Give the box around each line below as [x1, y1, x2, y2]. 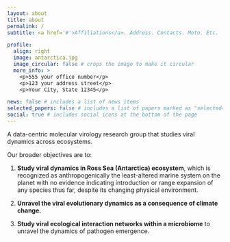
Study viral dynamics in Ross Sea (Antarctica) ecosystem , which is [16, 164, 211, 172]
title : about [7, 16, 44, 23]
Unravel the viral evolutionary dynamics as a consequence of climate [16, 199, 218, 207]
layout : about [7, 10, 48, 17]
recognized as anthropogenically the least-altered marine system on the [16, 171, 221, 179]
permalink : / [7, 23, 44, 29]
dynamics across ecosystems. [7, 137, 93, 145]
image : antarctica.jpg [13, 54, 78, 62]
